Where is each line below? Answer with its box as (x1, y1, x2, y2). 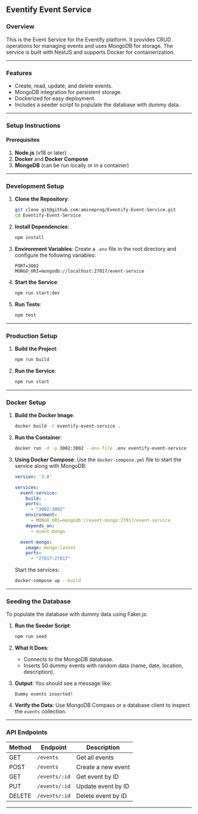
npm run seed (14, 634, 47, 639)
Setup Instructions (6, 121, 61, 130)
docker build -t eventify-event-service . (14, 423, 121, 429)
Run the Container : (14, 434, 62, 441)
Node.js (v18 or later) (14, 149, 67, 156)
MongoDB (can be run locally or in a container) (14, 162, 130, 169)
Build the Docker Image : (14, 412, 75, 419)
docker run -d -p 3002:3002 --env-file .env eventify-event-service (14, 445, 187, 451)
